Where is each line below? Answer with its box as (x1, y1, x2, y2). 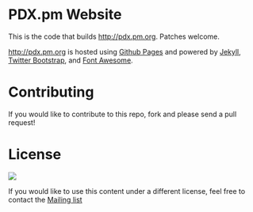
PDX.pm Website (8, 6, 122, 24)
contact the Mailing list (8, 195, 82, 204)
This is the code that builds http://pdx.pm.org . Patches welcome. (8, 32, 220, 41)
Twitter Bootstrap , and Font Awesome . (8, 55, 133, 65)
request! (8, 117, 36, 127)
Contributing (8, 83, 94, 101)
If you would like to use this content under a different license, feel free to (8, 186, 246, 195)
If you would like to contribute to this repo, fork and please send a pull (8, 109, 237, 119)
